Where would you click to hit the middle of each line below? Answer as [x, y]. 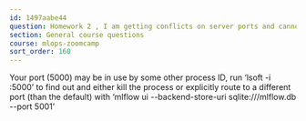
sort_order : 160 [40, 52]
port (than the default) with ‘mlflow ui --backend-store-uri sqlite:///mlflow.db [153, 97]
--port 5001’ [32, 106]
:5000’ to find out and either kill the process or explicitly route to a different [150, 87]
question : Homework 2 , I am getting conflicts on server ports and [142, 26]
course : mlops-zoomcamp [55, 43]
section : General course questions [77, 35]
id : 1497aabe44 [38, 18]
